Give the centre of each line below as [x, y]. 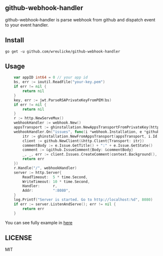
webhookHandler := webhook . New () [48, 123]
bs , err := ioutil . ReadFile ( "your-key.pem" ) [59, 82]
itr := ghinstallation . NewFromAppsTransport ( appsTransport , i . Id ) [91, 136]
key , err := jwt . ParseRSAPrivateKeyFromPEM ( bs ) [63, 100]
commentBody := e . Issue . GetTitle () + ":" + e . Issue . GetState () [88, 146]
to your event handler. [27, 25]
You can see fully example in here [39, 222]
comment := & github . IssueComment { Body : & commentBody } [78, 150]
